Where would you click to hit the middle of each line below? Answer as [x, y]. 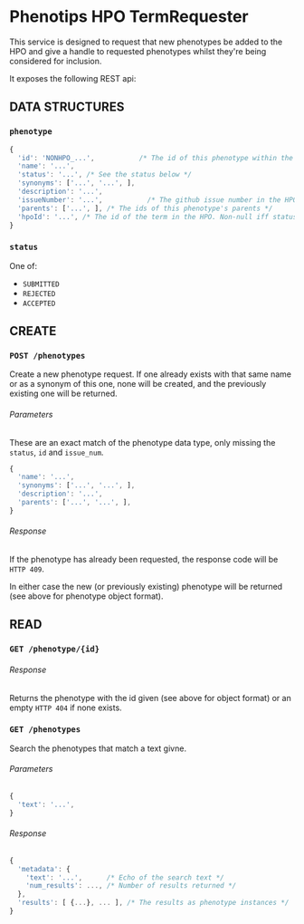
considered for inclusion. [56, 61]
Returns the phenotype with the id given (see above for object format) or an [150, 698]
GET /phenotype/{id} [55, 649]
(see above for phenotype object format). [86, 596]
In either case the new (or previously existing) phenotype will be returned [146, 587]
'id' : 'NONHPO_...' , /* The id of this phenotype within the [156, 158]
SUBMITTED [41, 284]
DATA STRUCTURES [67, 107]
